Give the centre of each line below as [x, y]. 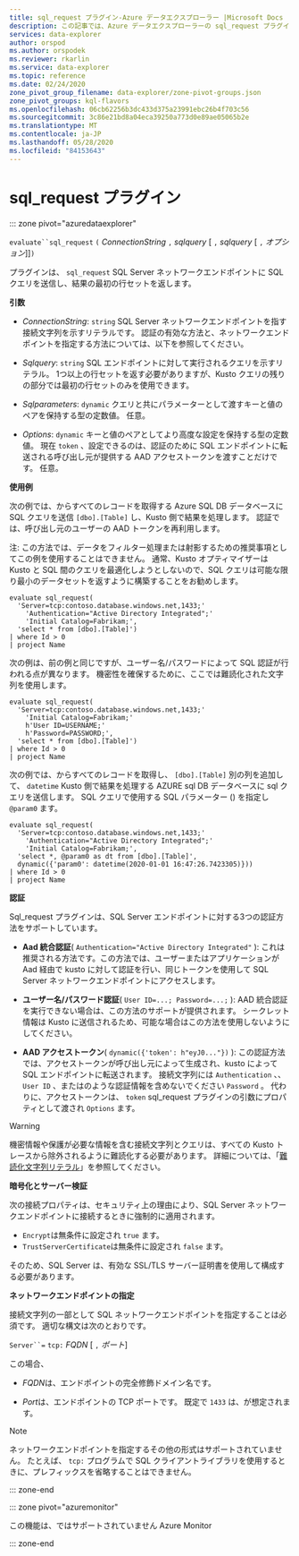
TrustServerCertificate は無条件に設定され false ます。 [125, 1246]
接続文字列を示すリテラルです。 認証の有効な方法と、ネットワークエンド [156, 332]
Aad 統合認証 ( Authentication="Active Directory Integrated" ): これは [154, 946]
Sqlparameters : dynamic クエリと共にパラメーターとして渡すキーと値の [153, 404]
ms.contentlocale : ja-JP [55, 134]
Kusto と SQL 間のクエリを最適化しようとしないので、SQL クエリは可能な [145, 569]
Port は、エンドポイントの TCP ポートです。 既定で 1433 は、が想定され [152, 1401]
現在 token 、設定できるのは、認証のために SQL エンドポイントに [160, 445]
